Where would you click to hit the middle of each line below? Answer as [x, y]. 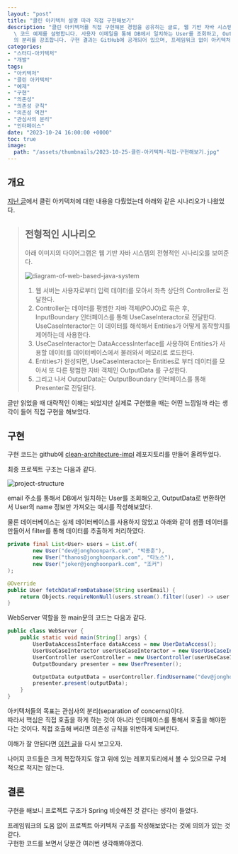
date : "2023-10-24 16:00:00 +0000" [60, 132]
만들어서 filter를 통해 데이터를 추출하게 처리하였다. [76, 531]
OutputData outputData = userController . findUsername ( [115, 677]
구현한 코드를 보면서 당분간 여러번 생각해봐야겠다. [75, 843]
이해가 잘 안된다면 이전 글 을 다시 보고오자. [65, 744]
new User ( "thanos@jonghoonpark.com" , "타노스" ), [104, 558]
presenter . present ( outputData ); [81, 683]
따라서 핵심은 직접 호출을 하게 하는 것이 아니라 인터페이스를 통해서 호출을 [107, 720]
